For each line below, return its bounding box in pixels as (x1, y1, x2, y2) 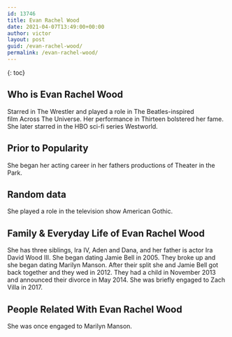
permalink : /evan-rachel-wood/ (7, 50, 99, 57)
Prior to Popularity (7, 143, 89, 155)
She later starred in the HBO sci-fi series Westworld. (7, 122, 159, 130)
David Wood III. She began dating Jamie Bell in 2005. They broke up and (7, 253, 216, 262)
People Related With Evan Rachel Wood (7, 303, 183, 315)
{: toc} (7, 68, 26, 77)
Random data (7, 188, 66, 200)
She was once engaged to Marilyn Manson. (7, 322, 133, 330)
